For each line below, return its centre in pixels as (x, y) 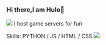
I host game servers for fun (48, 24)
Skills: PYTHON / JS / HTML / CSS (49, 36)
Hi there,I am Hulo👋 (36, 10)
